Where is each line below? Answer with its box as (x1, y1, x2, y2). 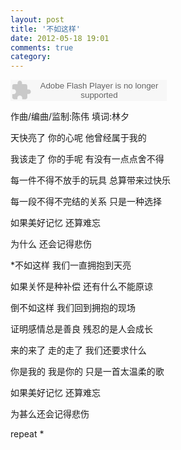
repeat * (10, 428, 45, 440)
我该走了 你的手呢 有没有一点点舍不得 (10, 153, 165, 165)
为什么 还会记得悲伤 (10, 238, 92, 250)
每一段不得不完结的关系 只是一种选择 (10, 196, 162, 208)
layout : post (10, 14, 65, 25)
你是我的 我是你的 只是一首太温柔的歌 (10, 366, 165, 378)
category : (10, 52, 52, 62)
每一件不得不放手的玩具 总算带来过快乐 (10, 174, 171, 186)
